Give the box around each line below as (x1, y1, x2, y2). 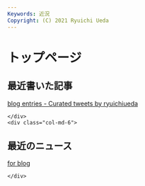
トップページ (7, 50, 82, 66)
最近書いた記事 (7, 80, 73, 92)
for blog (7, 159, 30, 168)
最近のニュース (7, 139, 72, 152)
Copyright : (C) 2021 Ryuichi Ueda (7, 17, 110, 24)
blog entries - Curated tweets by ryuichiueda (7, 99, 139, 107)
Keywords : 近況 (7, 10, 50, 18)
